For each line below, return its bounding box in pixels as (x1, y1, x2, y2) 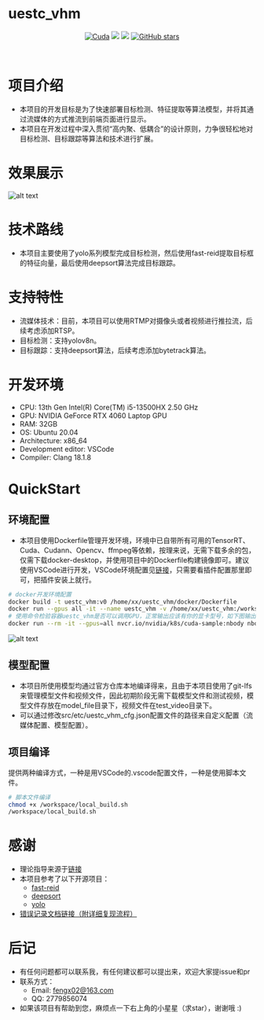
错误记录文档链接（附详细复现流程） (19, 909, 137, 919)
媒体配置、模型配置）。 (19, 720, 93, 729)
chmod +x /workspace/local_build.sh (8, 801, 128, 809)
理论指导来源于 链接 (19, 864, 82, 874)
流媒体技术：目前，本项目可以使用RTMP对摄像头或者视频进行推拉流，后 (19, 316, 253, 325)
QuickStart (8, 480, 81, 497)
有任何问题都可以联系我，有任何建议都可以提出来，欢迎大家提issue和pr (19, 967, 251, 977)
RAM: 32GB (19, 419, 57, 428)
